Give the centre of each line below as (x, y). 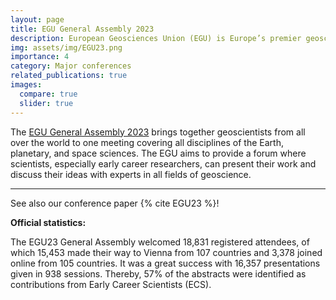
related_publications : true (69, 76)
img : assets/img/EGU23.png (66, 47)
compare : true (48, 94)
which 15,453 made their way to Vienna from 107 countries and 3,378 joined (166, 252)
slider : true (46, 103)
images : (26, 85)
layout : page (37, 19)
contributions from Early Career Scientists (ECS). (111, 284)
